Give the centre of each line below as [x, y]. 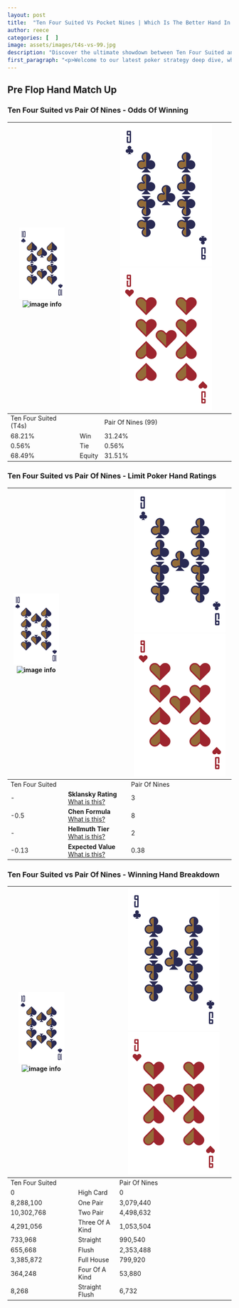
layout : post [27, 15]
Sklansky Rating [92, 794]
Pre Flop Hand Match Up [62, 90]
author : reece [28, 30]
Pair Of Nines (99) [131, 422]
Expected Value [92, 846]
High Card [93, 1193]
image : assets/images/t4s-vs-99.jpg [62, 45]
